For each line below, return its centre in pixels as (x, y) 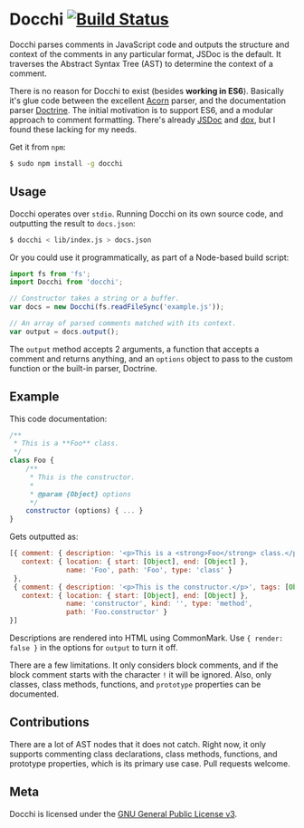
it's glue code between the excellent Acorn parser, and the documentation (148, 101)
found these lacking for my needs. (73, 129)
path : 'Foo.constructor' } (117, 612)
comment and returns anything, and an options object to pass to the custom (152, 359)
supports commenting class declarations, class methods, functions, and (143, 754)
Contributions (49, 722)
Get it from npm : (38, 147)
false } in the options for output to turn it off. (94, 648)
